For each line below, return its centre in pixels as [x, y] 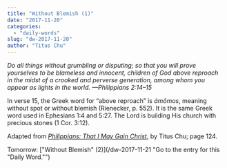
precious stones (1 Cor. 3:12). [48, 123]
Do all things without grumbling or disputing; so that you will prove [102, 65]
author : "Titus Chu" [37, 46]
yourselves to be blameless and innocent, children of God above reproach [113, 73]
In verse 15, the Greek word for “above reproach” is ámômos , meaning [107, 101]
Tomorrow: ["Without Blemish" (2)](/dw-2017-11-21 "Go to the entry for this [113, 150]
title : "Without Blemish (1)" [51, 13]
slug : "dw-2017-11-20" [40, 39]
